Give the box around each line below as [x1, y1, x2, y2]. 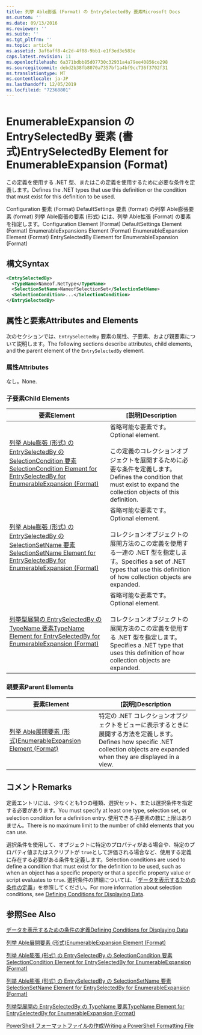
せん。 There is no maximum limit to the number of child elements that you [11, 822, 194, 829]
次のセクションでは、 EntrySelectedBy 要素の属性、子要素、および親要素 [6, 332, 185, 340]
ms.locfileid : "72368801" [6, 87, 71, 93]
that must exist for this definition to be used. [6, 193, 115, 200]
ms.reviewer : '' [6, 25, 47, 32]
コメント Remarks [6, 782, 72, 792]
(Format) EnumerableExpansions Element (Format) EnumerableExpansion [6, 227, 188, 234]
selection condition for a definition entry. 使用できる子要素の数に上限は [6, 814, 182, 821]
